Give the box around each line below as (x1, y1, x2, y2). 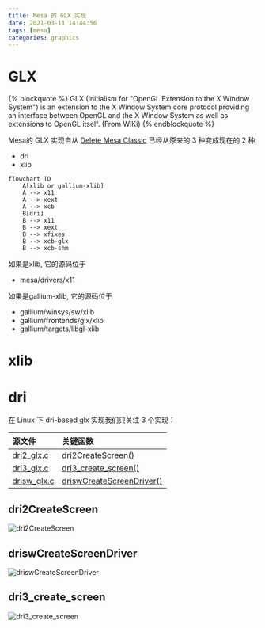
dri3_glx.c (12, 462, 49, 474)
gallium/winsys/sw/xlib (19, 307, 95, 317)
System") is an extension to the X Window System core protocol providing (8, 102, 250, 112)
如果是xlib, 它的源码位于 (8, 259, 86, 269)
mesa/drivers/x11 (19, 275, 75, 285)
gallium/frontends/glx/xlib (19, 316, 104, 325)
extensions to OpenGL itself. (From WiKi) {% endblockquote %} (8, 120, 215, 129)
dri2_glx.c (12, 450, 49, 461)
